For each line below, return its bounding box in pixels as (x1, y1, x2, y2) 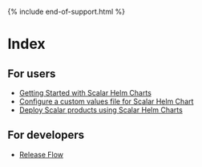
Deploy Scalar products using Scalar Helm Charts (18, 105, 184, 115)
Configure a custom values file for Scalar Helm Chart (18, 96, 194, 106)
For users (7, 67, 56, 80)
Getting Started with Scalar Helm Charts (18, 88, 151, 97)
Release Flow (18, 149, 64, 159)
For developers (7, 128, 85, 142)
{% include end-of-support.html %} (7, 7, 126, 16)
